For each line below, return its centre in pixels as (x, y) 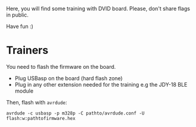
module (24, 91)
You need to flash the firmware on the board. (61, 66)
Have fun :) (20, 26)
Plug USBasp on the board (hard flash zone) (69, 78)
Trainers (27, 50)
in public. (17, 15)
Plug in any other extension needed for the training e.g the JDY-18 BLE (101, 84)
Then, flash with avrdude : (37, 102)
